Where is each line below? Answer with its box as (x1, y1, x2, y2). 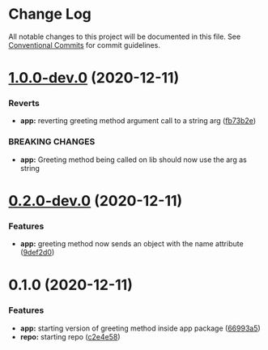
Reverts (8, 98, 40, 109)
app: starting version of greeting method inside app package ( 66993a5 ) (19, 323, 261, 333)
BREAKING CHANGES (8, 136, 96, 147)
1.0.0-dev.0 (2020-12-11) (8, 69, 180, 87)
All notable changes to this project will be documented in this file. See (8, 32, 241, 41)
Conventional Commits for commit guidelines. (8, 40, 160, 49)
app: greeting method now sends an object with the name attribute (19, 239, 245, 249)
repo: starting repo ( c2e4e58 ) (19, 331, 121, 341)
